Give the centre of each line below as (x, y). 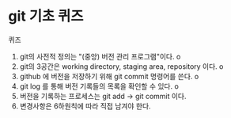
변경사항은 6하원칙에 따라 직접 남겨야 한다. (85, 106)
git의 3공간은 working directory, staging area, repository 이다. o (121, 66)
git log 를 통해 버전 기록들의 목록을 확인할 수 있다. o (99, 86)
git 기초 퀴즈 (46, 16)
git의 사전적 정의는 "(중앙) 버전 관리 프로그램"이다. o (100, 56)
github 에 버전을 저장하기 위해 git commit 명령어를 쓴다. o (109, 76)
